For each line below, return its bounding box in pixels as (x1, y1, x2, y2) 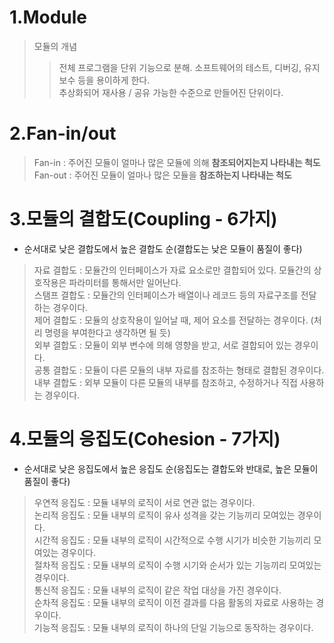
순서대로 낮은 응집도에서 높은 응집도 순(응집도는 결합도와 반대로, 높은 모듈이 (23, 462, 319, 475)
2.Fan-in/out (9, 122, 117, 145)
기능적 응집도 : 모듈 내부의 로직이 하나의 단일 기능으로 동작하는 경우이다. (33, 621, 314, 633)
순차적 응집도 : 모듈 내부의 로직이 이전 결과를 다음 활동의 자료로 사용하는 (33, 596, 314, 608)
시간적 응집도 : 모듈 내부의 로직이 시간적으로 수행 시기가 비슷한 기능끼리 (33, 534, 312, 546)
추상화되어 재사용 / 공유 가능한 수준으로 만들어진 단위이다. (58, 86, 284, 98)
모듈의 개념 (33, 40, 78, 52)
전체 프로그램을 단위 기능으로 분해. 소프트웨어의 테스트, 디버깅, (58, 61, 302, 73)
